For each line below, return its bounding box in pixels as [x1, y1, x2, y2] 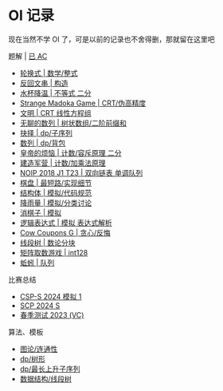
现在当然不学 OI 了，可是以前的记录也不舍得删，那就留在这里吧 [8, 34, 215, 44]
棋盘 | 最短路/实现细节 [19, 178, 92, 188]
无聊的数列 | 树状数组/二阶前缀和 [19, 118, 127, 128]
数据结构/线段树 [19, 373, 72, 383]
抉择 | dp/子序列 [19, 128, 73, 137]
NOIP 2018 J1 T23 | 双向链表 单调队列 [19, 168, 143, 177]
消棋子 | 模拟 [19, 207, 62, 217]
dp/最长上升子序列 [19, 364, 80, 373]
